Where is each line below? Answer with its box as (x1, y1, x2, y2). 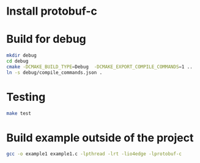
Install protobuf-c (6, 4, 98, 18)
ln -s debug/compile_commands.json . (6, 69, 103, 76)
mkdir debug (6, 53, 37, 59)
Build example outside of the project (6, 131, 194, 145)
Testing (6, 90, 46, 104)
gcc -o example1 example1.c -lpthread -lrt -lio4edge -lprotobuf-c (6, 151, 182, 157)
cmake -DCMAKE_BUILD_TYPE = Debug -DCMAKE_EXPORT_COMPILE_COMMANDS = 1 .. (6, 63, 193, 70)
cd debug (6, 58, 29, 64)
